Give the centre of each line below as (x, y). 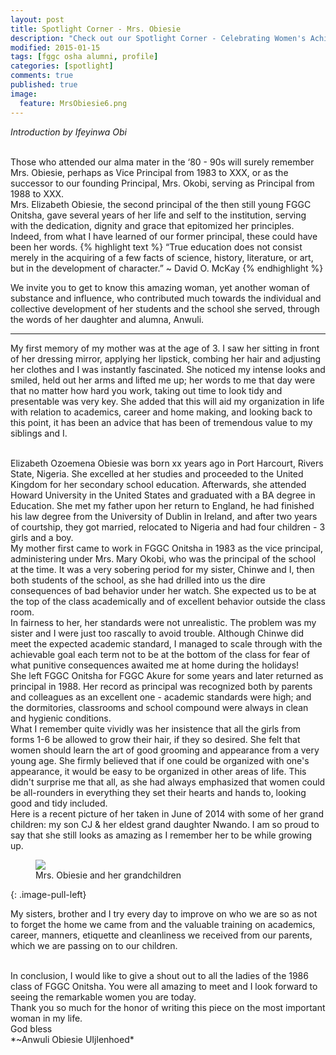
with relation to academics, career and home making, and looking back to (161, 412)
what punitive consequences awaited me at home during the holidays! (155, 665)
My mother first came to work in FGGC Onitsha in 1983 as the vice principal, (166, 548)
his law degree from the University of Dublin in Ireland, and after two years (164, 516)
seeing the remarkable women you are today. (103, 997)
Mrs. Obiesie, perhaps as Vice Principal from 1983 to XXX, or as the (149, 172)
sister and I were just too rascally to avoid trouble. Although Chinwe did (157, 633)
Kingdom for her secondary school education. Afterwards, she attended (158, 484)
